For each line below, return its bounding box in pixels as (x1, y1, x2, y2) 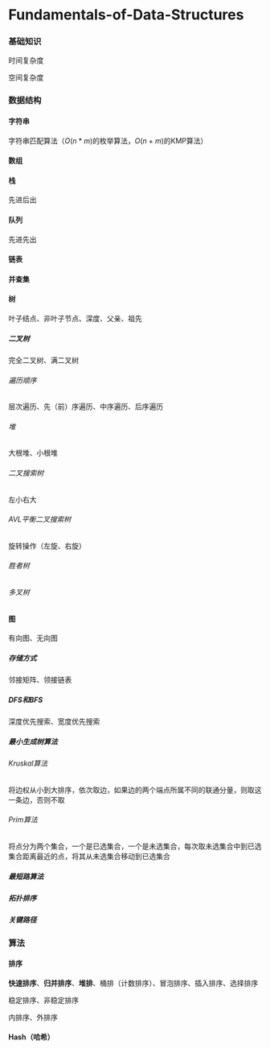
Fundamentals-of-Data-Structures (8, 6, 244, 24)
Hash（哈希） (8, 1032, 55, 1042)
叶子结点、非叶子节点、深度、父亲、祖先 (8, 314, 142, 323)
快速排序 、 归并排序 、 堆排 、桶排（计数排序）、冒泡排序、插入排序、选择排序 (8, 978, 259, 988)
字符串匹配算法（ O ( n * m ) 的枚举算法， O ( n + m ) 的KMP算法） (8, 135, 208, 146)
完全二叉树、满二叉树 (8, 355, 79, 365)
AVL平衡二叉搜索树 (8, 514, 72, 524)
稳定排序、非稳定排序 (8, 995, 79, 1005)
